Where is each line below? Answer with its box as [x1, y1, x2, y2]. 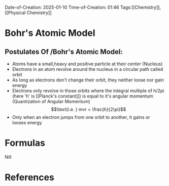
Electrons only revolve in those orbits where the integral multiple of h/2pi [12, 88, 164, 94]
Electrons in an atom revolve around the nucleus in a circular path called [12, 66, 163, 72]
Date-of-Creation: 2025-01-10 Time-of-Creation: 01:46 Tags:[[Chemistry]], [5, 5, 161, 10]
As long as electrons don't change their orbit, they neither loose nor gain [12, 77, 164, 83]
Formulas [5, 137, 45, 149]
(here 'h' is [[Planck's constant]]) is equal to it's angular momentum [12, 93, 153, 99]
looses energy [12, 120, 42, 125]
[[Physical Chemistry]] [5, 10, 52, 16]
